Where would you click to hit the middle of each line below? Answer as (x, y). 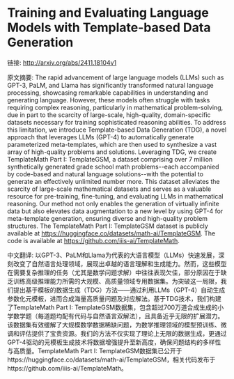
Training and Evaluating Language (108, 13)
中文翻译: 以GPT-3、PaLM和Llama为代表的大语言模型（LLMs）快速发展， (113, 255)
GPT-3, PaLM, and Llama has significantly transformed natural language (110, 85)
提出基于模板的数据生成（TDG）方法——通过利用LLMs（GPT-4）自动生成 (119, 290)
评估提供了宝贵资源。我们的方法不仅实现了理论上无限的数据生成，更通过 (123, 333)
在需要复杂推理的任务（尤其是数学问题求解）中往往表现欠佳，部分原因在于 (114, 272)
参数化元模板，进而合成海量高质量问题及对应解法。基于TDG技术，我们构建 (114, 298)
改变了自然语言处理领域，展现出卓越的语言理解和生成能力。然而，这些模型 (120, 263)
